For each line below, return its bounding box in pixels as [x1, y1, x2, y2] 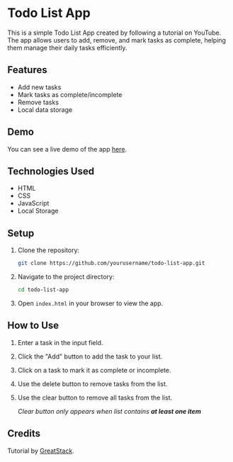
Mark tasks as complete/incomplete [17, 90, 123, 98]
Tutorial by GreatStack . [7, 446, 74, 455]
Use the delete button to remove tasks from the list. [17, 379, 168, 388]
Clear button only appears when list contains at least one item [17, 407, 202, 415]
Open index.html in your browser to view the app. [17, 299, 164, 308]
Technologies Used [7, 165, 94, 177]
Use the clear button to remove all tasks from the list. [17, 393, 172, 402]
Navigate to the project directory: [17, 273, 115, 281]
